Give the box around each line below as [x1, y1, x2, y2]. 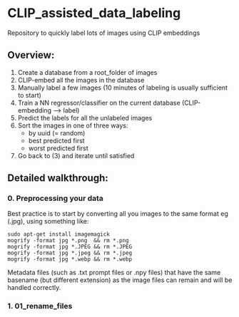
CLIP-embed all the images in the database [17, 76, 145, 84]
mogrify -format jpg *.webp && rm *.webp [7, 256, 133, 263]
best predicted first [28, 136, 85, 145]
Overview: [7, 49, 55, 61]
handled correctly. [7, 284, 61, 292]
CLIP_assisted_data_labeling [7, 5, 181, 21]
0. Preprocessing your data [7, 194, 103, 204]
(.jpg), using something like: [7, 217, 89, 226]
